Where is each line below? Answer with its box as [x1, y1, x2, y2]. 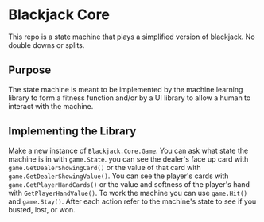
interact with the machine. [8, 101, 94, 111]
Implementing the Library [8, 125, 137, 138]
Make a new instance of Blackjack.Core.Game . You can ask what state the [8, 146, 249, 155]
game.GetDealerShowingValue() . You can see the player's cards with [8, 171, 229, 181]
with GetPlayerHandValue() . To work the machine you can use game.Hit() [8, 188, 248, 197]
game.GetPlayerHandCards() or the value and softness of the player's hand [8, 179, 250, 189]
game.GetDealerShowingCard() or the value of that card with [8, 162, 201, 172]
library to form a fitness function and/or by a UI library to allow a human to [8, 93, 251, 103]
